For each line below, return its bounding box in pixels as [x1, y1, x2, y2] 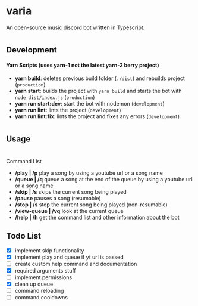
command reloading [14, 287, 64, 294]
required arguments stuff [14, 267, 76, 274]
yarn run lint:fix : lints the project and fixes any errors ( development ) [14, 113, 180, 120]
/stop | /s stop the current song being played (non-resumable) [14, 201, 168, 208]
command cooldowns [14, 293, 68, 301]
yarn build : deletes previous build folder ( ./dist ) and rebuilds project [14, 75, 186, 82]
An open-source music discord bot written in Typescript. [6, 24, 145, 31]
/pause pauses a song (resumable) [14, 194, 101, 202]
